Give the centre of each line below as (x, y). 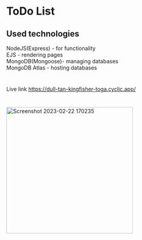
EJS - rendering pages (35, 55)
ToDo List (31, 11)
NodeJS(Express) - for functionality (51, 48)
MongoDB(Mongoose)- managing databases (62, 61)
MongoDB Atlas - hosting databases (52, 68)
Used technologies (43, 34)
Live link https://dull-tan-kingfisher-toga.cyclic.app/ (71, 89)
